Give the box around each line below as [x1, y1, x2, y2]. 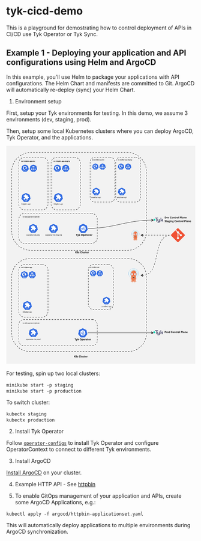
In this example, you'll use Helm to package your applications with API [6, 73, 180, 81]
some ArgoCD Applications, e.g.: [14, 499, 96, 506]
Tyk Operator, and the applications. [6, 133, 93, 141]
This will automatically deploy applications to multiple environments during [6, 522, 191, 529]
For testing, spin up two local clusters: [6, 370, 101, 377]
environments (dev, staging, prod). [6, 115, 92, 123]
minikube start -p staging [6, 382, 74, 388]
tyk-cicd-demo [6, 4, 83, 18]
